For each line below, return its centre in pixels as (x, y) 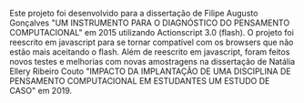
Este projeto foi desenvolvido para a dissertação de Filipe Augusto (134, 13)
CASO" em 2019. (41, 91)
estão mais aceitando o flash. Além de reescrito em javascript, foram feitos (150, 52)
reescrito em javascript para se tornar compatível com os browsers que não (152, 42)
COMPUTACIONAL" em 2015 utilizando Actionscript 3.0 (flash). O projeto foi (152, 32)
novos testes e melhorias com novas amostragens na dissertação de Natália (152, 62)
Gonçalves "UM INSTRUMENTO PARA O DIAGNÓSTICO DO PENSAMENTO (150, 23)
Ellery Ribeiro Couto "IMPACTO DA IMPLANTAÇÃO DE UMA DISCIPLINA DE (150, 71)
